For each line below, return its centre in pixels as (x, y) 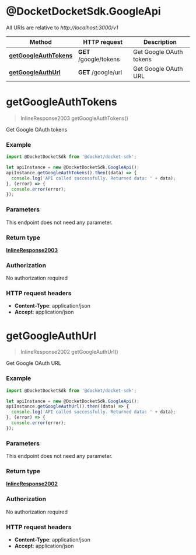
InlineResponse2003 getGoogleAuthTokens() (74, 118)
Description (160, 42)
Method (41, 42)
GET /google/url (100, 72)
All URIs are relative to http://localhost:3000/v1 (62, 27)
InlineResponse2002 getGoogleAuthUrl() (69, 352)
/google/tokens (99, 59)
